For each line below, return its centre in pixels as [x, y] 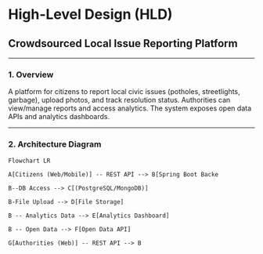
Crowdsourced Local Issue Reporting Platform [123, 44]
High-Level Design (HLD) [90, 15]
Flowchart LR [29, 161]
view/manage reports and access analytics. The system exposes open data [130, 108]
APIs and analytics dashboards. [59, 117]
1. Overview [31, 74]
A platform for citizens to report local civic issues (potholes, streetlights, [124, 92]
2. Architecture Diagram [55, 144]
